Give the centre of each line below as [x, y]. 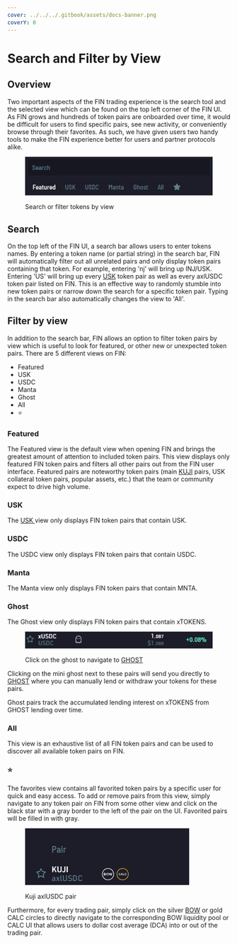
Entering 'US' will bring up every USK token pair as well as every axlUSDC [115, 276]
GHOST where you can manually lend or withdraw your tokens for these [112, 681]
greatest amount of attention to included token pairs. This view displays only [118, 456]
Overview [29, 85]
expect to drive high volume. [49, 487]
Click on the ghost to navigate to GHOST [84, 660]
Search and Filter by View [84, 58]
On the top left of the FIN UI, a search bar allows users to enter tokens [109, 246]
